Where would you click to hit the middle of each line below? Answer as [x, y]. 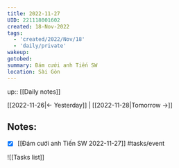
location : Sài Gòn [34, 72]
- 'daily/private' [40, 46]
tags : [15, 33]
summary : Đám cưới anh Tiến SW [52, 65]
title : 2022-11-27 [34, 14]
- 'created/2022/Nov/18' [49, 40]
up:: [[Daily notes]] [34, 92]
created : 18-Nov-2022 [39, 26]
